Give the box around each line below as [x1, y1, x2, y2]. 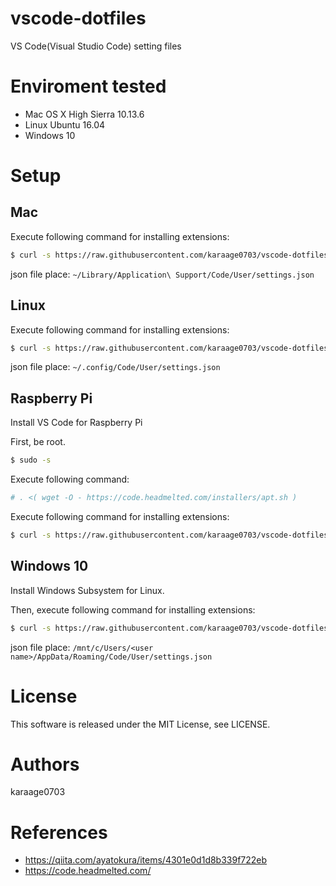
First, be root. [10, 436, 66, 448]
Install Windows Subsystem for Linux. [10, 584, 165, 596]
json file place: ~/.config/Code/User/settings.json [10, 361, 221, 373]
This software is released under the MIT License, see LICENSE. [10, 718, 271, 730]
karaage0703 [10, 786, 66, 798]
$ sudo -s [10, 455, 52, 466]
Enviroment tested [10, 75, 167, 98]
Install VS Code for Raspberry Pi [10, 417, 143, 429]
